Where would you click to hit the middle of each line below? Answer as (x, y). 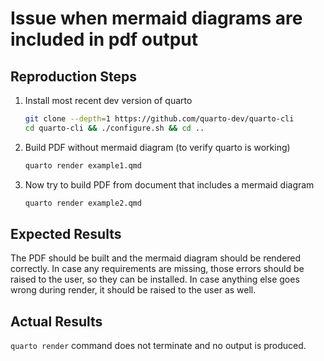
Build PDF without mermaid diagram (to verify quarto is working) (157, 147)
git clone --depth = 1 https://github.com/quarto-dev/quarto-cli (159, 119)
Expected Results (66, 233)
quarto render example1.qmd (83, 165)
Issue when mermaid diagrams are (156, 18)
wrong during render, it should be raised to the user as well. (133, 290)
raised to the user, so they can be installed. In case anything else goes (155, 279)
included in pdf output (104, 39)
